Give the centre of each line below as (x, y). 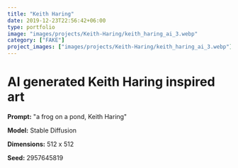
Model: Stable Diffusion (42, 130)
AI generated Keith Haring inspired (111, 82)
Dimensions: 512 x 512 (41, 144)
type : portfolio (31, 27)
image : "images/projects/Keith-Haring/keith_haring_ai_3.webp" (103, 34)
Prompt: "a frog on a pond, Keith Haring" (67, 116)
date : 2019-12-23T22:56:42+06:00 (57, 21)
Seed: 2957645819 (35, 157)
